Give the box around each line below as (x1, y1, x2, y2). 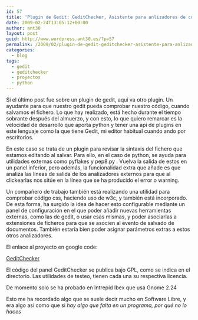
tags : (6, 58, 19, 64)
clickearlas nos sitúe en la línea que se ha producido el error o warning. (6, 177, 180, 184)
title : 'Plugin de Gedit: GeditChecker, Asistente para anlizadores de (6, 14, 186, 20)
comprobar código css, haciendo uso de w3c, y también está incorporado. (6, 194, 187, 201)
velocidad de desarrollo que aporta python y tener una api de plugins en (6, 122, 181, 128)
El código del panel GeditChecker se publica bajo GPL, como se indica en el (6, 266, 190, 273)
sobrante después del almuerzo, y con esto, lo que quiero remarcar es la (6, 115, 183, 122)
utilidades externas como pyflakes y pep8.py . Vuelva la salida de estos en (6, 158, 187, 165)
